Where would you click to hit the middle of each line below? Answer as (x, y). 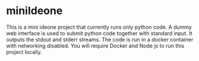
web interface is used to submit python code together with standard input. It (99, 33)
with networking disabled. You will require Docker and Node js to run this (95, 46)
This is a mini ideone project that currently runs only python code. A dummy (99, 27)
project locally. (24, 52)
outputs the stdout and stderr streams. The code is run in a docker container (100, 39)
